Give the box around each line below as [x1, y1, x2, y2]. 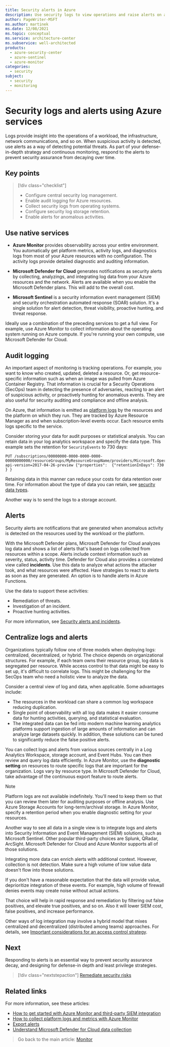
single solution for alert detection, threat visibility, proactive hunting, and [12, 305, 164, 311]
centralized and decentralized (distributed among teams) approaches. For [5, 923, 159, 930]
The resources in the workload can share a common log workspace [12, 699, 154, 705]
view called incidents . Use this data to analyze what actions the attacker [5, 561, 157, 567]
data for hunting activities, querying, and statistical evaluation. [12, 715, 143, 721]
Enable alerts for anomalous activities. [25, 214, 105, 220]
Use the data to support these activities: [5, 588, 89, 594]
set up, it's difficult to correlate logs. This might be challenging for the [5, 668, 151, 674]
